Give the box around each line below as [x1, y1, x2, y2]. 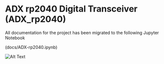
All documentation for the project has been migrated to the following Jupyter [5, 30, 159, 35]
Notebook [5, 35, 25, 41]
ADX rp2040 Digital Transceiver [5, 3, 138, 15]
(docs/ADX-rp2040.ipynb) [5, 44, 58, 50]
